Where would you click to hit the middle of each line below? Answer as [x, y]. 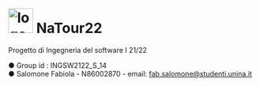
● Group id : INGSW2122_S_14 [58, 65]
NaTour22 [69, 28]
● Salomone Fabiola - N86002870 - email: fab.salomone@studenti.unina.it [130, 73]
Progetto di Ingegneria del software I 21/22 [78, 50]
